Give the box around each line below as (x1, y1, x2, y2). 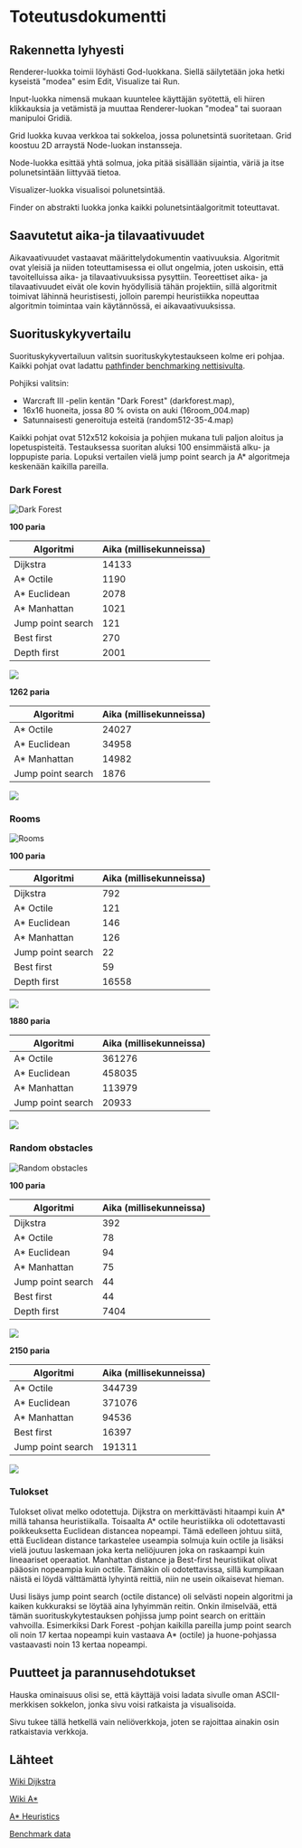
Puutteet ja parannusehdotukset (9, 1665, 196, 1681)
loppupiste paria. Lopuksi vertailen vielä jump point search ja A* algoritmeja (9, 450, 290, 462)
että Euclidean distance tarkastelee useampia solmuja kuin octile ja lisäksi (9, 1535, 284, 1546)
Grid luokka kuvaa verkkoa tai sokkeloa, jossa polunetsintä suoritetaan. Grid (9, 130, 292, 141)
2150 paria (9, 1345, 51, 1356)
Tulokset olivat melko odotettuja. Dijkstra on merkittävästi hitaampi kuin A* (9, 1506, 286, 1517)
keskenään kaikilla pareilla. (9, 460, 109, 471)
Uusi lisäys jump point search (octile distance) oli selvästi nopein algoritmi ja (9, 1590, 294, 1602)
